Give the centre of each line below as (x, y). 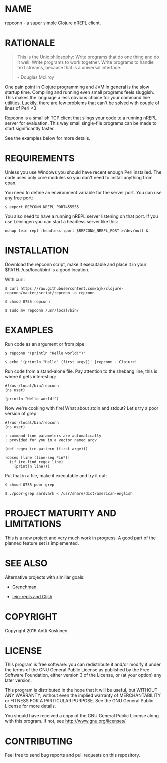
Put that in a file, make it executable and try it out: (56, 475)
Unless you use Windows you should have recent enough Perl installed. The (83, 172)
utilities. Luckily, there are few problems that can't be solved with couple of (82, 103)
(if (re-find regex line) (37, 462)
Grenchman (24, 587)
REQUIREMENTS (40, 158)
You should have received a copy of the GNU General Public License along (82, 716)
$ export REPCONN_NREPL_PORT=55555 (42, 207)
